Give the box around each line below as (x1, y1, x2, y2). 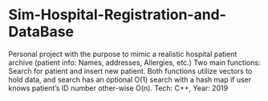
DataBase (8, 22, 75, 41)
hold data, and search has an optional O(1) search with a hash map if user (8, 75, 252, 84)
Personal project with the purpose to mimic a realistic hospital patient (8, 49, 238, 59)
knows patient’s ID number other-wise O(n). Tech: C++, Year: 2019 (8, 83, 229, 93)
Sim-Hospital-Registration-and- (8, 6, 227, 24)
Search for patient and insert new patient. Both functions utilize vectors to (8, 66, 253, 75)
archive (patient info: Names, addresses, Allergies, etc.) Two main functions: (8, 58, 261, 67)
